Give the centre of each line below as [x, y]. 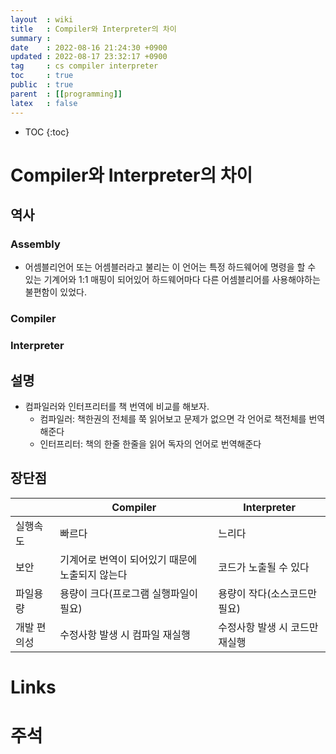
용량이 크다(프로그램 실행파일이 [129, 593]
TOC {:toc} [47, 132]
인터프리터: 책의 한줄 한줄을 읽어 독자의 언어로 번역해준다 [150, 444]
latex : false [44, 103]
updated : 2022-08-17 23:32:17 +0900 [89, 57]
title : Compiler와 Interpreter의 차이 [93, 29]
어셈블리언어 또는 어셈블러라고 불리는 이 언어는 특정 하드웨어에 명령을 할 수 [170, 267]
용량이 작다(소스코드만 [268, 593]
